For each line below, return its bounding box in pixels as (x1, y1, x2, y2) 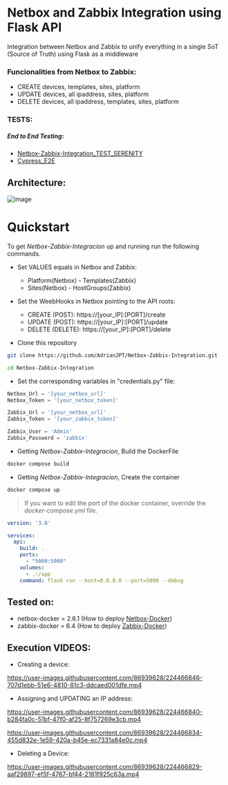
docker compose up (7, 486, 60, 493)
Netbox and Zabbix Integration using (7, 5, 222, 21)
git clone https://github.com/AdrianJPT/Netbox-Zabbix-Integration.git (7, 351, 218, 359)
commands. (7, 249, 41, 257)
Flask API (7, 19, 62, 35)
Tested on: (7, 596, 54, 608)
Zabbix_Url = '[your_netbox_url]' (7, 409, 107, 416)
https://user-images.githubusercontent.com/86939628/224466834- (7, 728, 202, 737)
